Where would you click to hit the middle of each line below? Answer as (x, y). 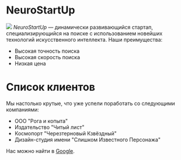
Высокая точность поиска (47, 51)
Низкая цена (30, 63)
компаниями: (22, 110)
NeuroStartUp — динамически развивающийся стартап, (83, 27)
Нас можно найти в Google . (40, 151)
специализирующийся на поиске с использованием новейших (84, 33)
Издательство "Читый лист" (49, 127)
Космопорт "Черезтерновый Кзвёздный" (65, 133)
